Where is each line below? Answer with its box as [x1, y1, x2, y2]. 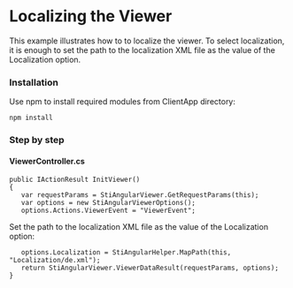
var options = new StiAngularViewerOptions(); [20, 199, 197, 208]
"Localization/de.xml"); [9, 256, 101, 265]
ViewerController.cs [9, 155, 86, 166]
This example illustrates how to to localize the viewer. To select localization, [9, 35, 285, 46]
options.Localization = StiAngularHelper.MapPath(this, [20, 248, 232, 257]
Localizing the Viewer [9, 6, 173, 27]
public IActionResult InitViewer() [9, 175, 141, 185]
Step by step [9, 134, 65, 147]
